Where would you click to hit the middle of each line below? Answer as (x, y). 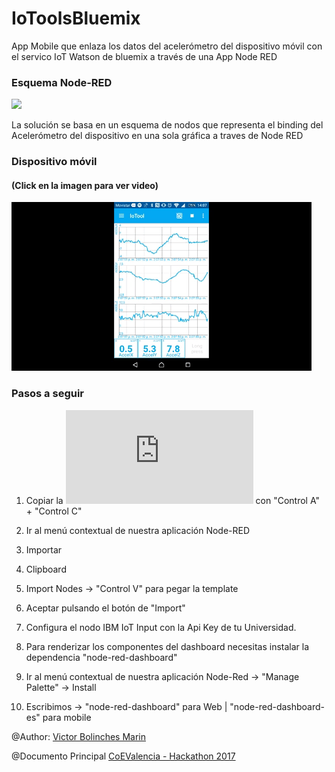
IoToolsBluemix (76, 18)
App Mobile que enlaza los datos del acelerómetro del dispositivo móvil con (167, 46)
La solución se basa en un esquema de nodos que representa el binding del (167, 125)
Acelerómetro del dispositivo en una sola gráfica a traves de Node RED (157, 136)
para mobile (67, 717)
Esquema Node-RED (62, 82)
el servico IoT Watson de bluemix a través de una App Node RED (144, 56)
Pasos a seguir (48, 394)
